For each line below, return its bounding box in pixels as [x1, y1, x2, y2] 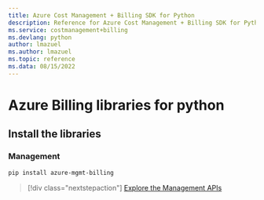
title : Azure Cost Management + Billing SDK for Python [8, 11, 195, 20]
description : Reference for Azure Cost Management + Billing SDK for [8, 19, 241, 27]
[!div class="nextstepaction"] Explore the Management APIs [27, 183, 222, 192]
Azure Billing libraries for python [8, 96, 225, 114]
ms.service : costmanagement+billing [8, 26, 128, 34]
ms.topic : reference [8, 56, 76, 64]
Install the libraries [8, 127, 102, 141]
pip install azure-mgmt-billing [8, 169, 114, 176]
